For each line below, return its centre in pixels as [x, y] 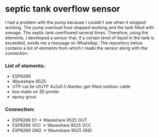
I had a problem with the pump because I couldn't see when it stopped [76, 22]
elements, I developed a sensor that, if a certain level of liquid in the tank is [80, 38]
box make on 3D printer [36, 92]
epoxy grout [24, 97]
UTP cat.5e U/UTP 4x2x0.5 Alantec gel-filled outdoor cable [71, 87]
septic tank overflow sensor [63, 9]
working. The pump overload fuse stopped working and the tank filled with [79, 27]
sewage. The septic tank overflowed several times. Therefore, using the [77, 32]
